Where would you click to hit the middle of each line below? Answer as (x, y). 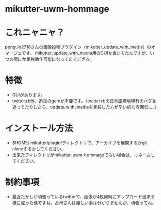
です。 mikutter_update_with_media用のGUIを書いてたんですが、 (86, 53)
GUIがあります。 (28, 95)
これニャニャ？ (35, 33)
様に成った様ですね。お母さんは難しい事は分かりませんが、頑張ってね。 (84, 203)
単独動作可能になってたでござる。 (60, 59)
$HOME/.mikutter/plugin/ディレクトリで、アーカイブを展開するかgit (79, 143)
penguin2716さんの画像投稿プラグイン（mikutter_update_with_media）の (78, 47)
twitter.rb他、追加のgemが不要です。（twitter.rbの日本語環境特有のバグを (84, 101)
